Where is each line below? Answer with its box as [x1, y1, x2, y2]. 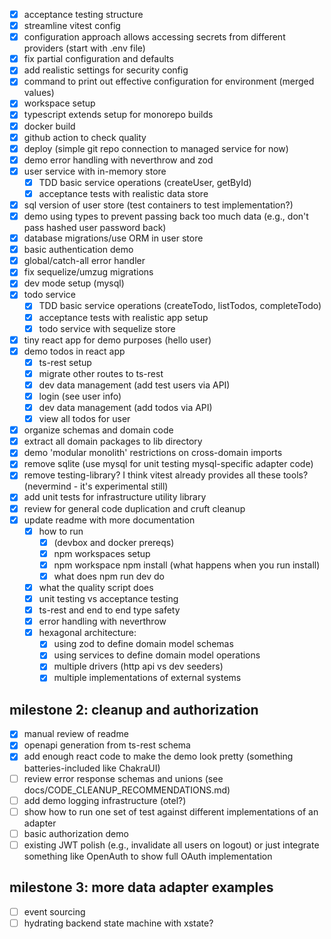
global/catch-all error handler [23, 255, 146, 267]
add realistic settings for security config [23, 64, 189, 76]
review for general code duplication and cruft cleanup [23, 502, 246, 514]
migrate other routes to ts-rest [38, 367, 164, 379]
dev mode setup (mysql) [23, 277, 125, 289]
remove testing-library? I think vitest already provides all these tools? [23, 469, 309, 481]
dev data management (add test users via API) [38, 379, 231, 391]
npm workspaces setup [53, 547, 151, 559]
